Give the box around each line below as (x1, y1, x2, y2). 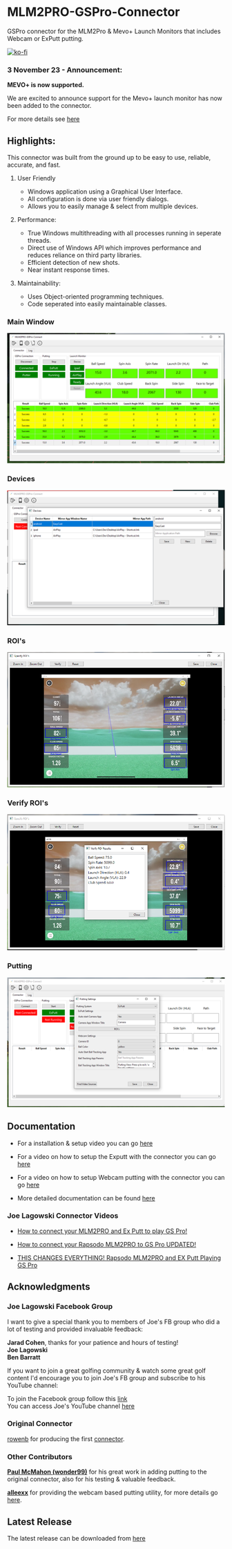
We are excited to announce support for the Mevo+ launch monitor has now (7, 94, 223, 102)
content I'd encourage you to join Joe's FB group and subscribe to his (7, 1373, 206, 1382)
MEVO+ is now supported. (7, 81, 84, 89)
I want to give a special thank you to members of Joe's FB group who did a (7, 1317, 220, 1326)
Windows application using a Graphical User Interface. (27, 187, 183, 196)
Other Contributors (7, 1451, 72, 1461)
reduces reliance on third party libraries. (27, 251, 142, 259)
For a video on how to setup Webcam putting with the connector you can (17, 1173, 225, 1181)
